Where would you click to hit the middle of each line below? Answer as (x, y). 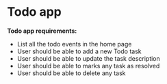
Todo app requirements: (42, 31)
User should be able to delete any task (71, 73)
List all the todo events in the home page (74, 44)
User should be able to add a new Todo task (79, 51)
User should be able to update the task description (89, 58)
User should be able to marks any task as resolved (88, 66)
